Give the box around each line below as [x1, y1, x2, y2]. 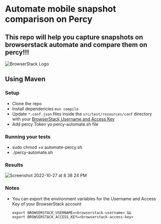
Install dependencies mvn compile [12, 106, 79, 112]
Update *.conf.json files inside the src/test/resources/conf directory [12, 111, 152, 117]
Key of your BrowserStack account [12, 201, 82, 207]
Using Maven [5, 75, 46, 83]
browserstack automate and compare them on [5, 40, 147, 49]
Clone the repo [12, 100, 42, 106]
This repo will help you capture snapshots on [5, 33, 144, 41]
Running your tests [5, 133, 51, 140]
